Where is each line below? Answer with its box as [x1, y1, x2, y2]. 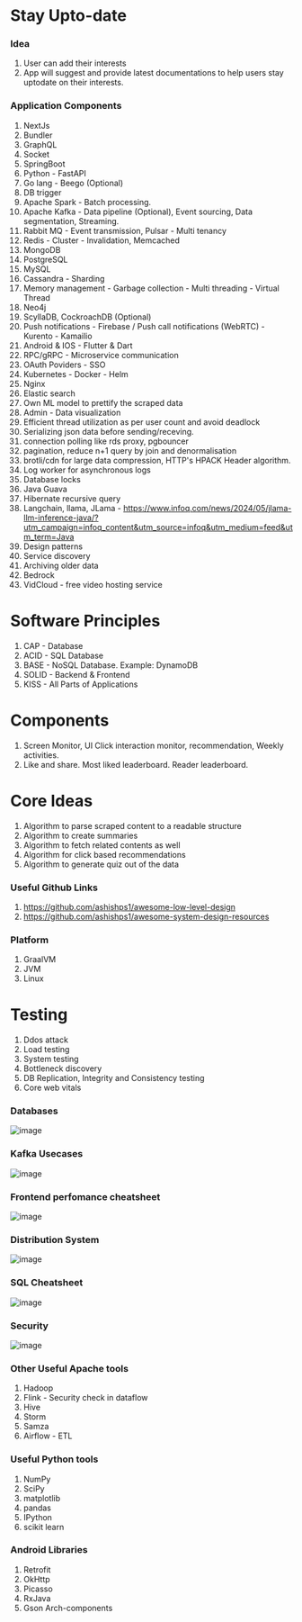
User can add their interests [22, 58, 127, 68]
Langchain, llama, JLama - [22, 502, 122, 513]
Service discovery [22, 550, 91, 561]
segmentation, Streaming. [22, 215, 120, 226]
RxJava [22, 1592, 51, 1603]
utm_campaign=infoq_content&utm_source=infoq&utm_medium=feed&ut [22, 521, 293, 532]
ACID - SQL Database [22, 650, 104, 661]
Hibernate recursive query [22, 492, 121, 504]
